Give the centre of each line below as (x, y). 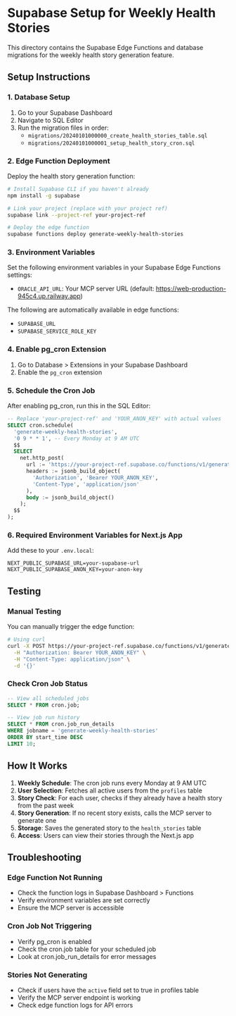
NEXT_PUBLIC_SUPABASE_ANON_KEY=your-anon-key (75, 570)
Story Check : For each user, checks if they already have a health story (120, 797)
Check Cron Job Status (47, 684)
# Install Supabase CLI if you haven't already (78, 189)
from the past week (46, 805)
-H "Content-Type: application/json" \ (72, 659)
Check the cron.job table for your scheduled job (87, 949)
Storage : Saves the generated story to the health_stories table (109, 828)
